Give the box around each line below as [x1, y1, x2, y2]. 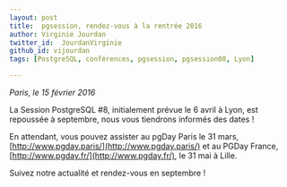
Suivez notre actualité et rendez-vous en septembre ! [9, 167, 206, 178]
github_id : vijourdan [9, 47, 91, 55]
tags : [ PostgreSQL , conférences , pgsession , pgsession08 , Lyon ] [9, 55, 255, 64]
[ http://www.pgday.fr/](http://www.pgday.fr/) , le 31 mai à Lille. [9, 150, 238, 161]
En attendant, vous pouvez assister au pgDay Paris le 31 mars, [9, 132, 239, 141]
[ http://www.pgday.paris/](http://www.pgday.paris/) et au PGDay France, [9, 140, 279, 151]
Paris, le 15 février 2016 [9, 87, 96, 98]
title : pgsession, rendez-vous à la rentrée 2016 [9, 21, 203, 30]
